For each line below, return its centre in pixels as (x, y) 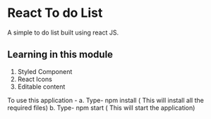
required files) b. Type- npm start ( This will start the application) (101, 108)
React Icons (35, 79)
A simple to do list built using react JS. (63, 32)
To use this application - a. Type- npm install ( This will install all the (106, 100)
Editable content (41, 87)
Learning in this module (60, 55)
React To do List (55, 13)
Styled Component (45, 71)
